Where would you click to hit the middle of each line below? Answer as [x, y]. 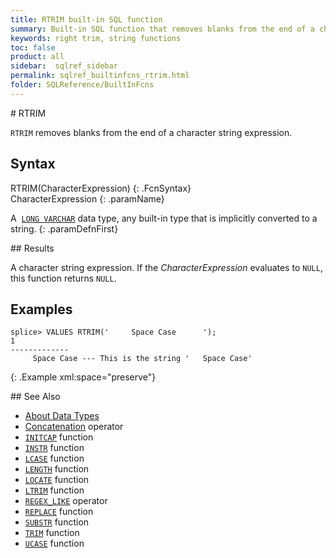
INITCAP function [59, 437]
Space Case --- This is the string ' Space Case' [142, 359]
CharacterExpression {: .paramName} [87, 198]
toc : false [33, 47]
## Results [32, 248]
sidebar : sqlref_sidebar [64, 66]
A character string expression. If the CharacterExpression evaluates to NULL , [166, 267]
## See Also [35, 397]
